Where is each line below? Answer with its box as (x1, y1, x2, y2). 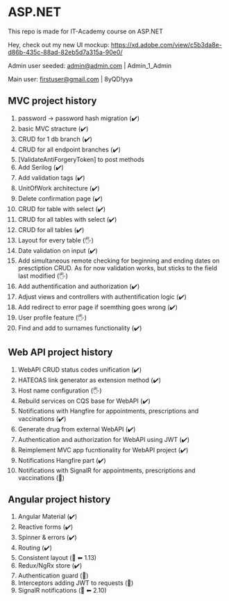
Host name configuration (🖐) (17, 386, 103, 395)
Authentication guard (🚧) (17, 571, 89, 580)
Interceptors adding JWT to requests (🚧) (17, 579, 134, 587)
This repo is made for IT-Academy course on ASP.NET (8, 27, 164, 35)
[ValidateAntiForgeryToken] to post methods (17, 155, 145, 163)
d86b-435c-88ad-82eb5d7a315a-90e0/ (8, 48, 124, 56)
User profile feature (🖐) (17, 313, 87, 322)
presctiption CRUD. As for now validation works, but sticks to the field (17, 263, 218, 272)
